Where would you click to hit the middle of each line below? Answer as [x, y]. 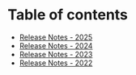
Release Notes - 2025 [56, 37]
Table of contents [68, 15]
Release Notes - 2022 [56, 63]
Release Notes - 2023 [56, 54]
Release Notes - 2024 [56, 45]
